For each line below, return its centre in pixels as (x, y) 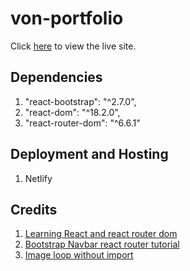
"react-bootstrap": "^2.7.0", (80, 101)
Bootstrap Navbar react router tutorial (102, 244)
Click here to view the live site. (73, 46)
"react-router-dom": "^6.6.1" (82, 123)
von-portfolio (67, 18)
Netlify (38, 178)
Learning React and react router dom (101, 234)
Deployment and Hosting (89, 154)
